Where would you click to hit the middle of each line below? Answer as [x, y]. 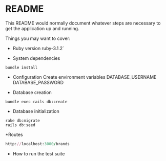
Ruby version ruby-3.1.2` [38, 48]
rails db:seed [20, 125]
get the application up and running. [42, 28]
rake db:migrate [23, 121]
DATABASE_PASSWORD [38, 82]
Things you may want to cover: [38, 38]
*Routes [14, 134]
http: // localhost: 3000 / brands [38, 144]
